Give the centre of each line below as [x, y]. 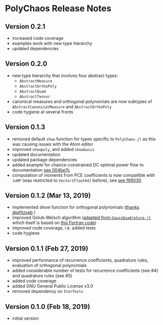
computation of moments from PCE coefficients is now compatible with [83, 175]
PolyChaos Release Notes [58, 9]
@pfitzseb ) [24, 212]
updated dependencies [35, 48]
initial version [25, 318]
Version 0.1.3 [25, 127]
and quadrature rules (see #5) [42, 276]
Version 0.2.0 [26, 64]
